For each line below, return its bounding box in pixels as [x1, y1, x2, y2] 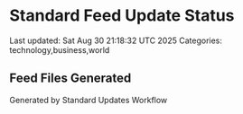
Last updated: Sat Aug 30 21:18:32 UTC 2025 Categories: [9, 35, 223, 46]
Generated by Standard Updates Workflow [9, 94, 168, 105]
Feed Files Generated [9, 71, 132, 86]
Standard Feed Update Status [9, 5, 235, 26]
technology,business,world [9, 44, 110, 55]
